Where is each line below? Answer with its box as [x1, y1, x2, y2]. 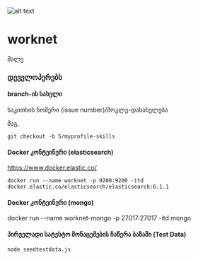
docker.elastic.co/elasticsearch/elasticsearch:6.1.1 [7, 184, 170, 191]
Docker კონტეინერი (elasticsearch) [7, 148, 114, 156]
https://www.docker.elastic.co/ [7, 163, 98, 172]
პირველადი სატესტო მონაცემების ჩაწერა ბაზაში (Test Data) [7, 230, 187, 239]
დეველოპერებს [7, 72, 62, 82]
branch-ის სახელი [7, 90, 62, 98]
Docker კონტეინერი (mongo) [7, 198, 94, 206]
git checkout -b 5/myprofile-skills [7, 133, 115, 141]
